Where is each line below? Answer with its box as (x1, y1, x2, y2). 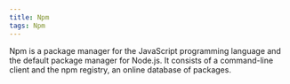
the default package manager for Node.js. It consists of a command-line (9, 55, 274, 65)
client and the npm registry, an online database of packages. (9, 64, 231, 75)
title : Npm (9, 12, 50, 22)
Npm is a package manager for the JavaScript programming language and (9, 45, 282, 56)
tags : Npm (9, 21, 46, 30)
